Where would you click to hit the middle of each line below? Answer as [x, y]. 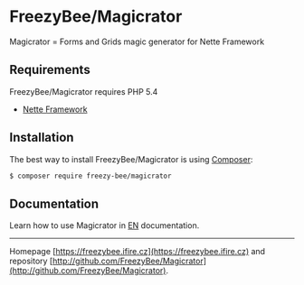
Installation [42, 138]
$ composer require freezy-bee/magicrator [90, 176]
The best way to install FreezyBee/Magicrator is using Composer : [131, 159]
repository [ [31, 261]
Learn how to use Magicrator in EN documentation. [104, 225]
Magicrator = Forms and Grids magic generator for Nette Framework [137, 41]
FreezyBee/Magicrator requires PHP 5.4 [84, 91]
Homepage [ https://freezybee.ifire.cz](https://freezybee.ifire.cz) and [137, 252]
